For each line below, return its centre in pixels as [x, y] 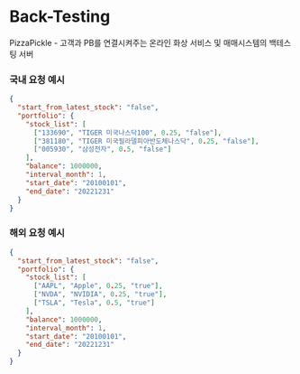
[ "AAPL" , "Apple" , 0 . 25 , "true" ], [98, 286]
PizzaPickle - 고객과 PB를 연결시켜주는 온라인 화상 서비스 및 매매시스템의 [138, 42]
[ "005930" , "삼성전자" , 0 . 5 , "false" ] [102, 150]
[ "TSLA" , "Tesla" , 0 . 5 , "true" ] [94, 303]
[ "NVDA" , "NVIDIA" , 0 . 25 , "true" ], [100, 295]
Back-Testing [60, 17]
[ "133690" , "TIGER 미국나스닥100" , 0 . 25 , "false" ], [127, 133]
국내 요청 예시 [37, 79]
